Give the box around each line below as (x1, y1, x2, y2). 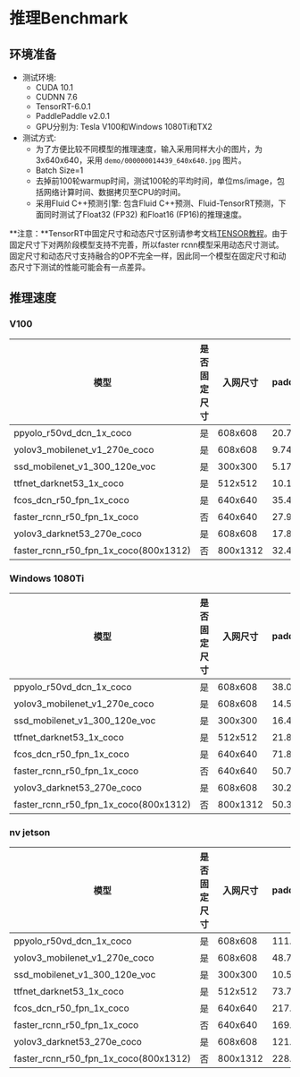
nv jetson (9, 825, 51, 838)
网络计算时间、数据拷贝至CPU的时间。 (43, 187, 186, 197)
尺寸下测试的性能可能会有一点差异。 (16, 261, 150, 272)
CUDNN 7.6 (35, 91, 78, 102)
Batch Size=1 (35, 165, 84, 175)
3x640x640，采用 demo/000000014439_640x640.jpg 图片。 (35, 155, 247, 166)
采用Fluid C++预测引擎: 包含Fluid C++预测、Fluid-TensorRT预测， (35, 198, 279, 209)
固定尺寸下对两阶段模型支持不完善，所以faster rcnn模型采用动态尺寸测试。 (9, 239, 284, 250)
